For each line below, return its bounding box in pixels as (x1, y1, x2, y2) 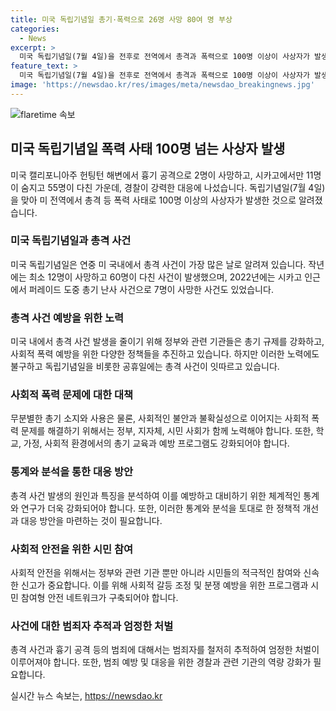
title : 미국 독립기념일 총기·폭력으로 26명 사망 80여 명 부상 (10, 14, 233, 25)
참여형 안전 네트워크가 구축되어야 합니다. (20, 592, 179, 604)
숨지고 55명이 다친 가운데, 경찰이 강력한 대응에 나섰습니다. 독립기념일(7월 (20, 181, 307, 193)
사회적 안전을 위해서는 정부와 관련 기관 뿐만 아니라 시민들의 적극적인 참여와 (10, 567, 302, 579)
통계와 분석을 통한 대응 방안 (10, 465, 134, 479)
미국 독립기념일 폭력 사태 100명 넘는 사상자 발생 (10, 141, 286, 158)
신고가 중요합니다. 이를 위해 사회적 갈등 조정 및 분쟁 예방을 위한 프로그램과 (20, 579, 309, 591)
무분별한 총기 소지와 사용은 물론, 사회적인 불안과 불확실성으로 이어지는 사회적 (10, 412, 310, 425)
